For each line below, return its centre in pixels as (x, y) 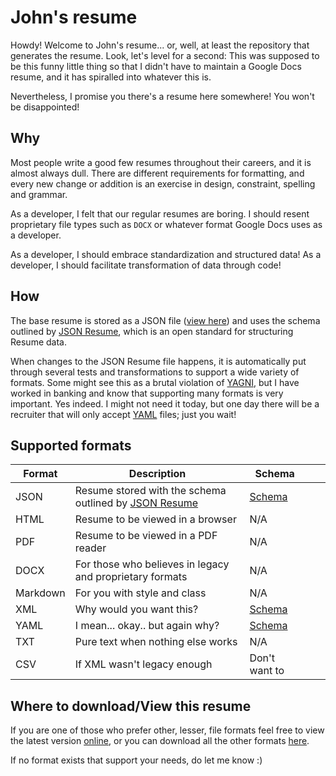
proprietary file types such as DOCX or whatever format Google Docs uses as (166, 224)
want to (267, 671)
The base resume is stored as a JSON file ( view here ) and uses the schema (165, 320)
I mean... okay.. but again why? (147, 626)
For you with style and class (140, 593)
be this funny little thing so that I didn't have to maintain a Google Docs (156, 66)
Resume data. (38, 342)
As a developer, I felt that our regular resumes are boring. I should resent (160, 213)
